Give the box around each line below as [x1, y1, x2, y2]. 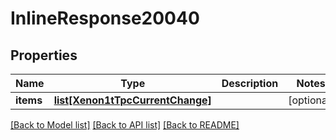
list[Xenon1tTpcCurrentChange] [53, 93, 212, 107]
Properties [10, 47, 78, 64]
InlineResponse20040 [10, 7, 200, 30]
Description [221, 77, 279, 90]
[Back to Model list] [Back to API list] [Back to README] [10, 119, 240, 131]
